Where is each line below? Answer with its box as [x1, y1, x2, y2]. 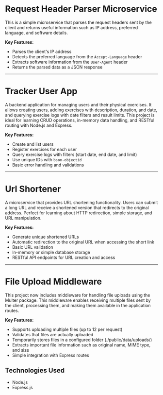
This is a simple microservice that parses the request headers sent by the [5, 19, 152, 25]
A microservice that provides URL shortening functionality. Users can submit [5, 199, 158, 205]
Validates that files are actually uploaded [12, 331, 94, 337]
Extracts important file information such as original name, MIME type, [12, 342, 151, 348]
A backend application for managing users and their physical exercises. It [5, 102, 152, 107]
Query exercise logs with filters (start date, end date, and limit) [12, 152, 137, 157]
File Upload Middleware [5, 276, 102, 287]
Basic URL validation [12, 244, 53, 250]
